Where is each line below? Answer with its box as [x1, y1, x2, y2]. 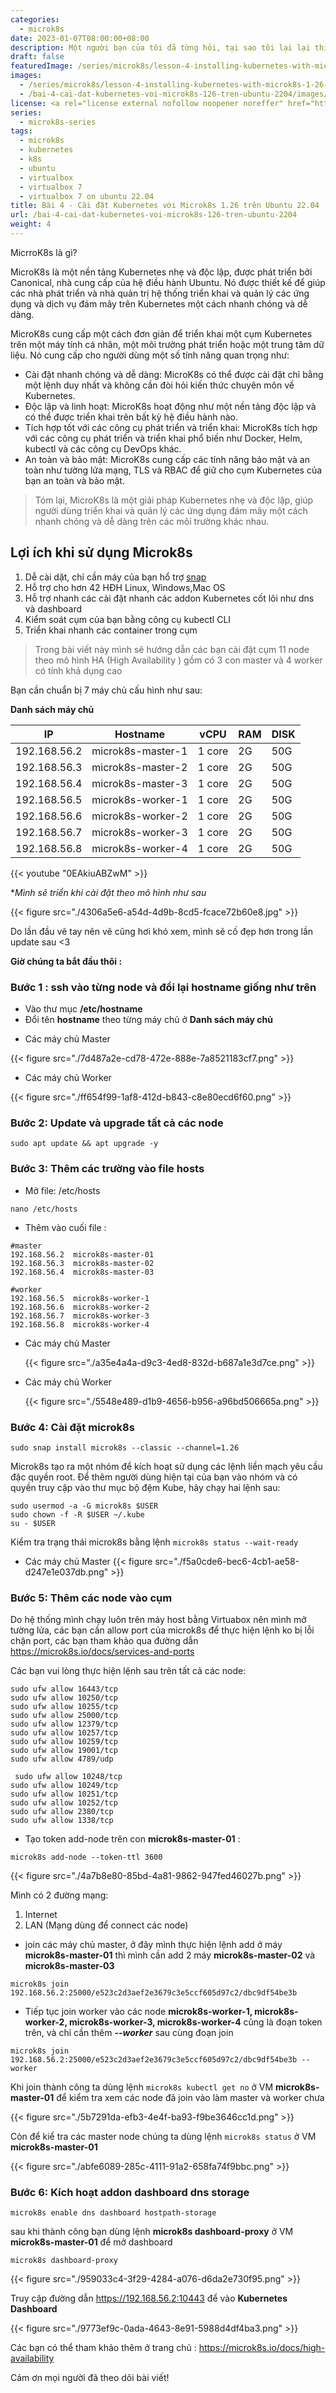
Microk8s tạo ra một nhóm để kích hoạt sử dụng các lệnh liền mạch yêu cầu [10, 1460, 323, 1472]
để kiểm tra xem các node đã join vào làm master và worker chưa [56, 2092, 325, 2104]
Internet [24, 1909, 58, 1921]
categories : [10, 14, 60, 25]
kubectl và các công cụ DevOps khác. [24, 442, 182, 455]
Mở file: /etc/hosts [24, 1184, 101, 1196]
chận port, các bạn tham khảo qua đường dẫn [10, 1635, 199, 1647]
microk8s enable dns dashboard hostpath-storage [10, 2208, 217, 2218]
